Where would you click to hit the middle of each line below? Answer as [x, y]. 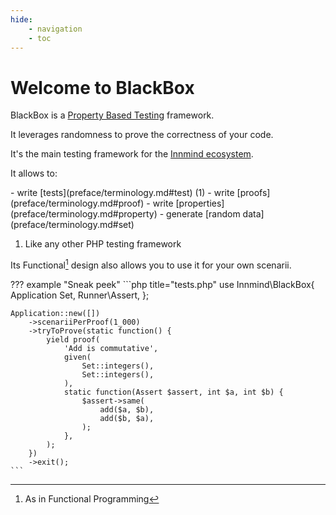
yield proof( [73, 339]
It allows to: [34, 173]
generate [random [203, 214]
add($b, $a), [127, 418]
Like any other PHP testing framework [103, 244]
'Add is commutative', [111, 348]
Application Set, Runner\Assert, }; [80, 295]
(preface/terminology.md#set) [72, 225]
